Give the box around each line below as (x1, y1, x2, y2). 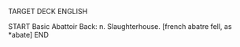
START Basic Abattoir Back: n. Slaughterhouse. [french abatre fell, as (8, 22, 232, 31)
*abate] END (8, 31, 50, 39)
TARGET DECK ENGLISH (8, 7, 88, 16)
